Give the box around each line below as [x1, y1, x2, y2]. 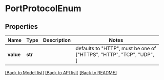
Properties [5, 22, 38, 31]
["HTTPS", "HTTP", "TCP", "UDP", [75, 51, 155, 58]
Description [43, 37, 71, 43]
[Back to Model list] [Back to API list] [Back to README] [5, 70, 117, 76]
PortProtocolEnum [5, 3, 82, 14]
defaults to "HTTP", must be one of [75, 45, 156, 52]
